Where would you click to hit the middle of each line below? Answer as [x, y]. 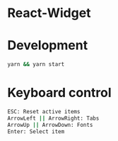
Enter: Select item [36, 131]
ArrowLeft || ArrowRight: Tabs [53, 118]
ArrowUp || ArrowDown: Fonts [50, 125]
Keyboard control [59, 93]
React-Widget [49, 13]
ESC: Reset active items [44, 111]
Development [48, 46]
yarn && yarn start [36, 64]
